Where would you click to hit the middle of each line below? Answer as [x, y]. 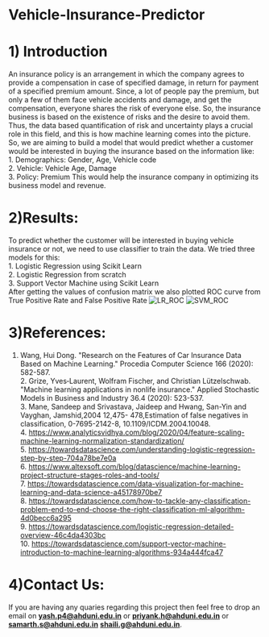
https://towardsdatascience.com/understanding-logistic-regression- [141, 450]
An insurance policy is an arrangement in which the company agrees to [126, 74]
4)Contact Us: [56, 585]
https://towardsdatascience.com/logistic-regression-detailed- [131, 527]
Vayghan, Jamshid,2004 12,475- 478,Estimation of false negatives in [134, 415]
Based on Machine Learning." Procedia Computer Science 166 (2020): [137, 364]
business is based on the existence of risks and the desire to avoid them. [129, 117]
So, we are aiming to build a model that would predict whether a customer [131, 143]
